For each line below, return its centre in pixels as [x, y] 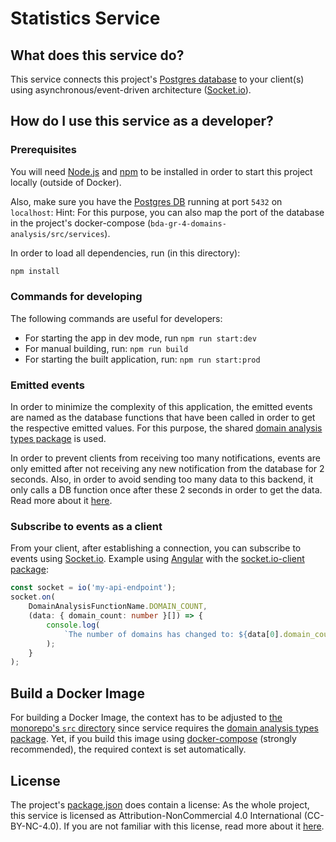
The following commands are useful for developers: [116, 318]
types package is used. [58, 439]
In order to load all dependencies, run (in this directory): [125, 253]
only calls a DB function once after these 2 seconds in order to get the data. [166, 490]
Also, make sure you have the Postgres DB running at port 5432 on [146, 201]
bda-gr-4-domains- [188, 223]
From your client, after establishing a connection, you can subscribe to [156, 548]
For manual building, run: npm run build [106, 348]
